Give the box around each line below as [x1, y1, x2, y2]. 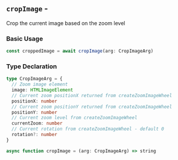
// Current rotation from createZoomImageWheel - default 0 [11, 126, 164, 132]
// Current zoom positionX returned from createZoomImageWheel [11, 92, 172, 98]
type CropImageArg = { [6, 76, 63, 82]
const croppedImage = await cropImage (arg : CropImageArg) [6, 48, 154, 55]
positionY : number [11, 109, 58, 115]
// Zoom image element [11, 81, 68, 87]
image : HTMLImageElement [11, 87, 73, 93]
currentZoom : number [11, 120, 63, 126]
